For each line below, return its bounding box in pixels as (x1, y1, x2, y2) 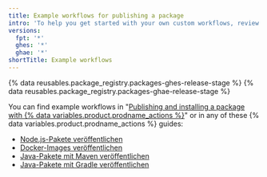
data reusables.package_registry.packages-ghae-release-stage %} (8, 86, 230, 96)
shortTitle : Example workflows (8, 57, 113, 65)
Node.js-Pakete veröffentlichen (19, 134, 123, 144)
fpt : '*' (15, 33, 45, 42)
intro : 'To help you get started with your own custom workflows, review (8, 19, 260, 27)
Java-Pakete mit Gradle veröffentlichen (19, 159, 149, 169)
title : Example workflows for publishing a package (8, 11, 184, 20)
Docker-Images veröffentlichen (19, 143, 123, 152)
